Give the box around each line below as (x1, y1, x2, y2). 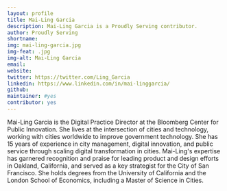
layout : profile (7, 10, 53, 17)
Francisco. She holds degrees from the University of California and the (7, 168, 207, 177)
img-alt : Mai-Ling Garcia (7, 55, 81, 62)
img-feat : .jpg (7, 49, 51, 55)
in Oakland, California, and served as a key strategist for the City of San (7, 162, 209, 170)
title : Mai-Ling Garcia (7, 16, 75, 23)
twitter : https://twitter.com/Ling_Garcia (7, 73, 130, 81)
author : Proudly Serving (7, 29, 78, 36)
